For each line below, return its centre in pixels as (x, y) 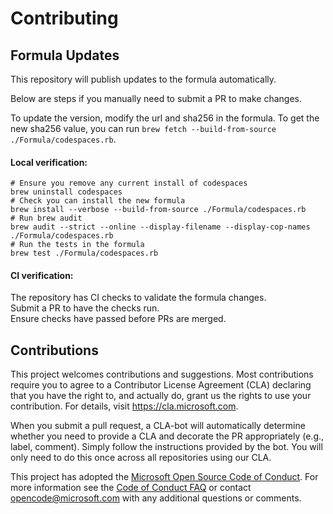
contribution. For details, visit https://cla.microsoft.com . (124, 406)
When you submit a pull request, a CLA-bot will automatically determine (158, 426)
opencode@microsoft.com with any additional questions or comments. (156, 498)
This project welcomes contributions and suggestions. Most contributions (162, 374)
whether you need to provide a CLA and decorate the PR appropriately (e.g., (167, 436)
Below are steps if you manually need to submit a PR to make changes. (156, 98)
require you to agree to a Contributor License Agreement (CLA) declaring (161, 385)
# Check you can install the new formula (98, 201)
